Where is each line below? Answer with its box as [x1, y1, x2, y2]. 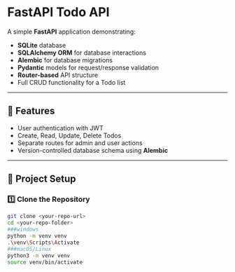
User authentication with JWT [17, 123, 104, 132]
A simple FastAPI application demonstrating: [7, 27, 136, 36]
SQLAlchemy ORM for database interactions [17, 48, 147, 57]
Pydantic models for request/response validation [17, 63, 159, 72]
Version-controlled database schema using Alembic [17, 146, 169, 154]
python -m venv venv [7, 233, 68, 240]
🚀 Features [7, 105, 55, 117]
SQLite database [17, 41, 66, 49]
